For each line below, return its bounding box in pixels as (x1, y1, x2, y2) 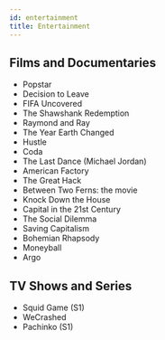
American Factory (22, 165, 89, 176)
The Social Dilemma (22, 213, 97, 224)
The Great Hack (22, 175, 82, 186)
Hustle (22, 137, 48, 147)
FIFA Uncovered (22, 99, 83, 109)
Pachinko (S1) (22, 322, 74, 333)
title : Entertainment (9, 22, 91, 31)
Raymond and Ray (22, 118, 90, 128)
